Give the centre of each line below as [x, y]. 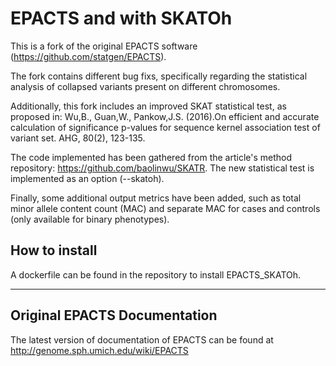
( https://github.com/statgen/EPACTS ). [88, 56]
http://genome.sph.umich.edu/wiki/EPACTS [99, 350]
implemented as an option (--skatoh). [87, 178]
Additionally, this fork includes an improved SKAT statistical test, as [148, 106]
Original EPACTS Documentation [114, 315]
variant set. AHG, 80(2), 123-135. [78, 138]
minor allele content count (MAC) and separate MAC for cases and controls [165, 208]
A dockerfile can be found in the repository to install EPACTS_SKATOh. [156, 274]
